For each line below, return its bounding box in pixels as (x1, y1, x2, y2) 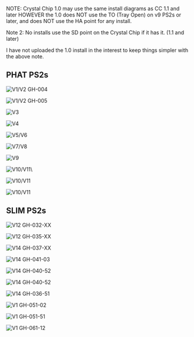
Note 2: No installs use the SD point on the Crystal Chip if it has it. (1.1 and (6, 29, 185, 36)
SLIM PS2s (6, 206, 46, 216)
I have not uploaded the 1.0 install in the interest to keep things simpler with (6, 47, 189, 54)
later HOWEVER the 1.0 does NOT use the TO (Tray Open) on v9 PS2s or (6, 11, 182, 18)
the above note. (6, 53, 44, 60)
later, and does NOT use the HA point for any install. (6, 18, 132, 24)
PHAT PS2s (6, 70, 49, 80)
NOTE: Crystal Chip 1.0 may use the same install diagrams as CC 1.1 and (6, 5, 180, 12)
